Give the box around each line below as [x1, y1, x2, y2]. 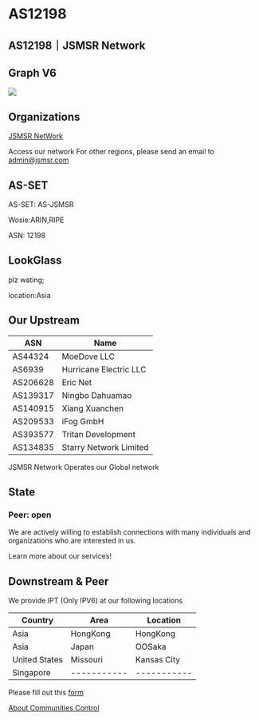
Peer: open [8, 509, 52, 520]
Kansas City [135, 654, 181, 666]
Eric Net [61, 376, 92, 388]
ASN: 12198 [8, 231, 46, 241]
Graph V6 [8, 66, 57, 80]
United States [12, 654, 64, 666]
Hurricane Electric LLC [61, 364, 147, 375]
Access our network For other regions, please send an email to [8, 147, 215, 157]
